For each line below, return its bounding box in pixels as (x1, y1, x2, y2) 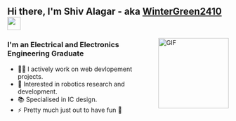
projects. (17, 72, 44, 80)
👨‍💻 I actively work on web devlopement (17, 65, 133, 73)
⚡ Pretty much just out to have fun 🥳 (17, 106, 122, 114)
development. (17, 87, 58, 96)
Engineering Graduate (7, 49, 84, 58)
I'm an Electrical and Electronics (7, 40, 119, 50)
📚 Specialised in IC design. (17, 95, 98, 103)
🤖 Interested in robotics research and (17, 79, 125, 88)
